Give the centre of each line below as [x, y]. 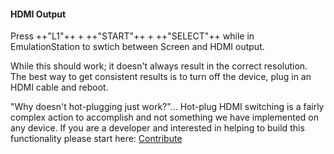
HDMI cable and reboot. [59, 87]
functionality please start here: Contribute [96, 139]
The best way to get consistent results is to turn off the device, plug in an [161, 77]
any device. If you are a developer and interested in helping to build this [157, 128]
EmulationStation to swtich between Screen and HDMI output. [137, 47]
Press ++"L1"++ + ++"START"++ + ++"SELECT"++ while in [132, 36]
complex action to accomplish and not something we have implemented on [165, 117]
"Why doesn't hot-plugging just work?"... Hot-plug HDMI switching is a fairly [167, 107]
